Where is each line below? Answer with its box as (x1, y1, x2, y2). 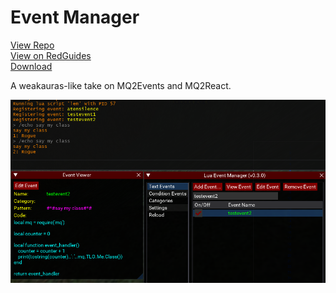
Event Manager (10, 6, 140, 29)
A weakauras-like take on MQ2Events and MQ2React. (10, 79, 232, 91)
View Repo (10, 39, 55, 51)
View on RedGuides (10, 49, 92, 61)
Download (10, 60, 53, 72)
